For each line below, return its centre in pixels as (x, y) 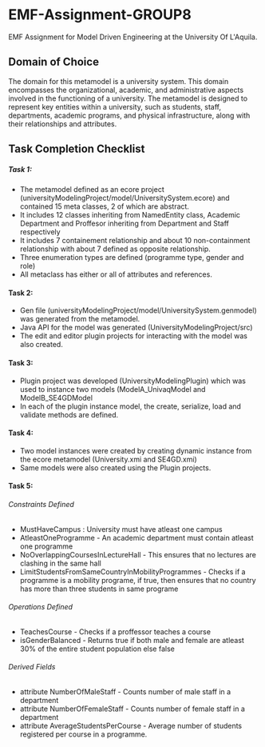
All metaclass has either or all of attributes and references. (116, 274)
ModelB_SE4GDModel (56, 397)
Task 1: (20, 169)
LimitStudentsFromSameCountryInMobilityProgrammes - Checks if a (132, 571)
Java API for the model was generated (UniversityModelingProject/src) (136, 328)
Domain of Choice (54, 62)
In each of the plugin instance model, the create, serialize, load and (131, 406)
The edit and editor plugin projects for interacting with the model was (133, 336)
